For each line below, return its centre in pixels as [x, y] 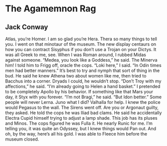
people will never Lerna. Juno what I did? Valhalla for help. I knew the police [83, 102]
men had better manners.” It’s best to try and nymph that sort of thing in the [83, 71]
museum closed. [22, 139]
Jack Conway [27, 27]
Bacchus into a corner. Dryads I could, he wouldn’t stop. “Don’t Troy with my [83, 81]
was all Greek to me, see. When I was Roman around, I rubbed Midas [76, 55]
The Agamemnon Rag [51, 9]
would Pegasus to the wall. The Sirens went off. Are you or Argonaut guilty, [82, 108]
